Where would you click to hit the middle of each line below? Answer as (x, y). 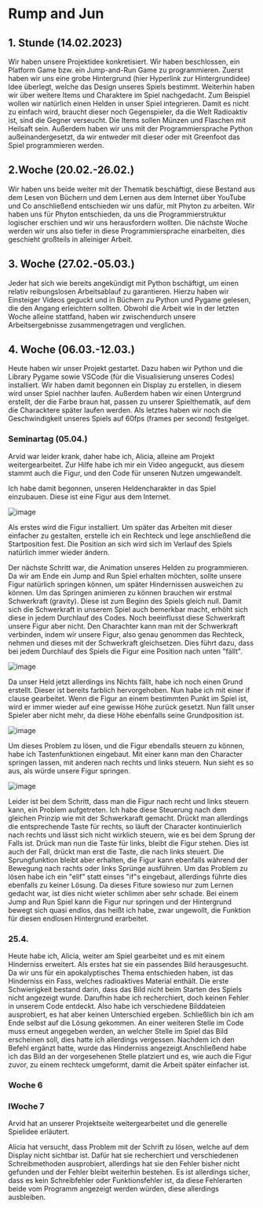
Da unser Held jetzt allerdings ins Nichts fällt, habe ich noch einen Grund (126, 681)
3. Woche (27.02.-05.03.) (71, 264)
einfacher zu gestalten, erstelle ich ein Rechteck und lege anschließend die (130, 535)
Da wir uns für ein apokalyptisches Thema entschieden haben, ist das (121, 973)
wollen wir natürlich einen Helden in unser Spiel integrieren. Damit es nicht (129, 104)
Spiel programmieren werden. (56, 145)
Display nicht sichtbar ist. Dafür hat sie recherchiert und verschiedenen (123, 1155)
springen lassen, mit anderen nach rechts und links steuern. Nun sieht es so (131, 762)
